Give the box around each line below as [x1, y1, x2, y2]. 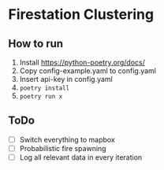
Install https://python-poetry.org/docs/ [19, 57, 146, 67]
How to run [8, 37, 64, 50]
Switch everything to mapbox [19, 135, 116, 144]
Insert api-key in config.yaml [19, 75, 113, 83]
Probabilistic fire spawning [19, 143, 106, 153]
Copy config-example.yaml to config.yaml [19, 66, 156, 76]
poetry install [19, 84, 70, 92]
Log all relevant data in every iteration [19, 152, 143, 162]
